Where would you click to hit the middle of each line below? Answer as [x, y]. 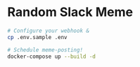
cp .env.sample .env [38, 37]
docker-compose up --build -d [52, 57]
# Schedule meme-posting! [45, 50]
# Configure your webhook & [49, 31]
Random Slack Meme [70, 12]
